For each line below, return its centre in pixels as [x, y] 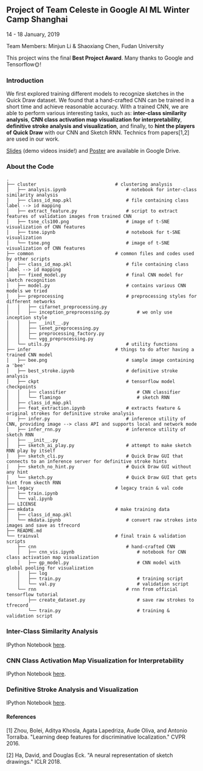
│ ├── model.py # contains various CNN [96, 286]
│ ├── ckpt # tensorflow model [91, 382]
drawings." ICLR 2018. [34, 761]
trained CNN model [29, 355]
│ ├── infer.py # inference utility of [96, 419]
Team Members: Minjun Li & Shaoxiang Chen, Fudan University [85, 46]
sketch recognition [31, 280]
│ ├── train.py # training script [100, 579]
